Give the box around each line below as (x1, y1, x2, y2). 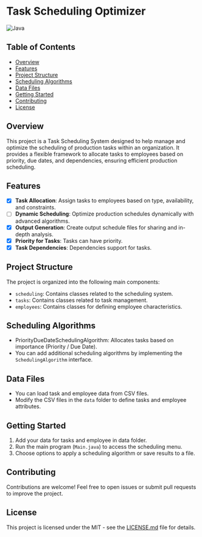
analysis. (31, 230, 54, 238)
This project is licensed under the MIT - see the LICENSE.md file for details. (6, 524, 196, 531)
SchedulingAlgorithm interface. (15, 356, 93, 363)
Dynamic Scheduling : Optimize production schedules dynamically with (15, 210, 194, 217)
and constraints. (15, 204, 56, 211)
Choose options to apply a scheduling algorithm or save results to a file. (15, 449, 196, 457)
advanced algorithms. (15, 217, 70, 225)
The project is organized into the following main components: (6, 278, 160, 286)
